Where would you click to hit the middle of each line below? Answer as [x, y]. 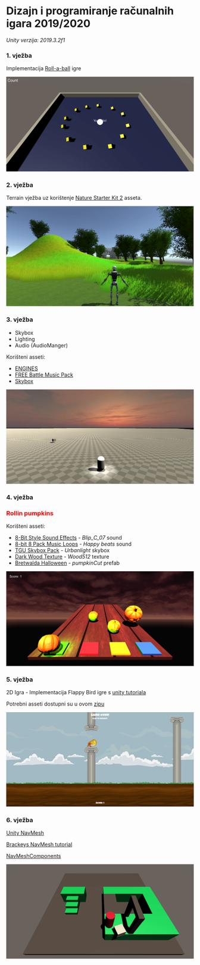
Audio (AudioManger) [41, 345]
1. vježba [19, 55]
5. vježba [20, 679]
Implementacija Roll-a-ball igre [44, 68]
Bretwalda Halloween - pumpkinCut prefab [67, 563]
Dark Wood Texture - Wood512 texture [62, 557]
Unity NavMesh [25, 833]
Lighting [25, 339]
